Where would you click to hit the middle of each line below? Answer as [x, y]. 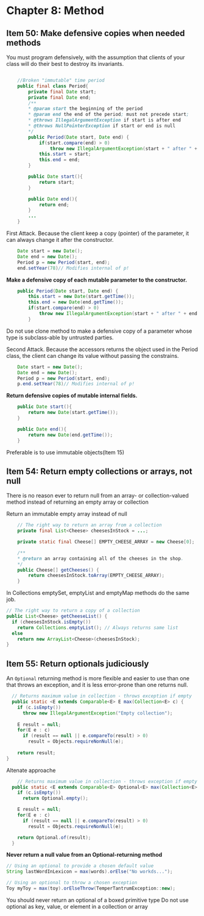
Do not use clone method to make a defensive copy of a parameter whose [99, 331]
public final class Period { [53, 86]
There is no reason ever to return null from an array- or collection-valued [97, 496]
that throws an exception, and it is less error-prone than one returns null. [97, 685]
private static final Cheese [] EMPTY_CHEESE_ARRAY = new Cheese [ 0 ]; [106, 542]
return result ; [37, 753]
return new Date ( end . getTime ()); [71, 435]
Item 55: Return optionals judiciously [78, 663]
